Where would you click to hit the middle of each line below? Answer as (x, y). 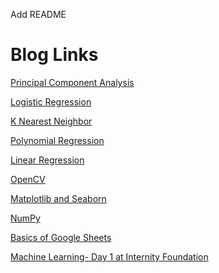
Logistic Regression (51, 101)
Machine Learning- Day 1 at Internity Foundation (109, 256)
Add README (38, 14)
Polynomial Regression (57, 140)
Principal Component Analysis (72, 82)
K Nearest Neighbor (51, 121)
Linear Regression (47, 160)
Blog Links (54, 55)
